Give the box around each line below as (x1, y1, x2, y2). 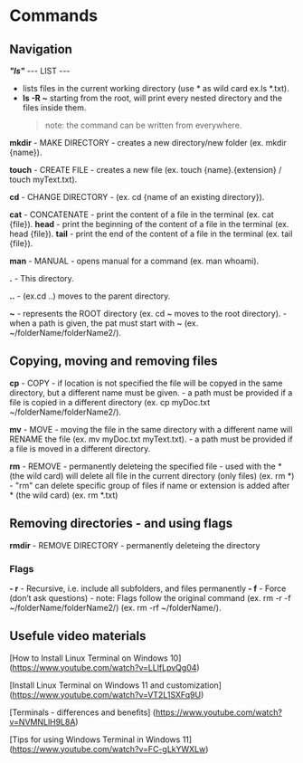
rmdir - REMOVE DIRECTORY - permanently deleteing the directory (9, 539, 260, 550)
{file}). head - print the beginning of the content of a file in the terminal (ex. (9, 219, 289, 229)
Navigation (9, 42, 72, 57)
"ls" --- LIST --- (9, 65, 71, 76)
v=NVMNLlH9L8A (9, 716, 76, 727)
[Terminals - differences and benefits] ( (9, 707, 156, 718)
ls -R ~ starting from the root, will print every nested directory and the (22, 92, 283, 103)
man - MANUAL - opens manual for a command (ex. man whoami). (9, 255, 260, 266)
